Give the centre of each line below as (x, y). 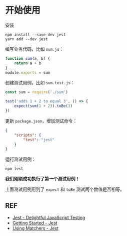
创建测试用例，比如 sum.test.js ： (40, 83)
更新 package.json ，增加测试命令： (41, 121)
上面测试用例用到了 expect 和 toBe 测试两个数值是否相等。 (65, 189)
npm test (14, 169)
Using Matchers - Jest (35, 228)
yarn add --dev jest (27, 39)
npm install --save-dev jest (35, 35)
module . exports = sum (28, 73)
